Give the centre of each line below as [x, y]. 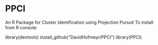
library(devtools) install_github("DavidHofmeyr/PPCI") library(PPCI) [74, 37]
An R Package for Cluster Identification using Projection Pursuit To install [79, 22]
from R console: [21, 27]
